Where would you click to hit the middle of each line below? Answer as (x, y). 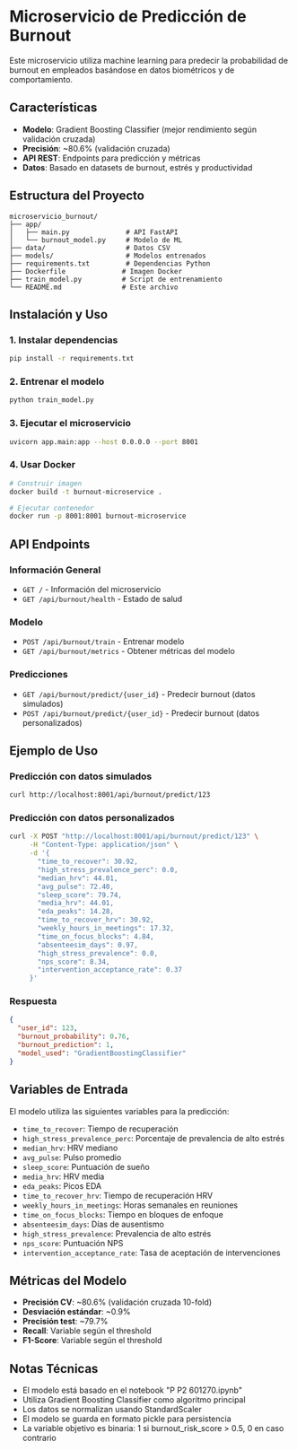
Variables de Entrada (69, 1090)
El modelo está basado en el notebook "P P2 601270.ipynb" (132, 1390)
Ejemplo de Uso (54, 751)
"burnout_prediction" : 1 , (66, 1045)
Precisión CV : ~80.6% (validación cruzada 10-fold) (117, 1302)
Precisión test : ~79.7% (65, 1322)
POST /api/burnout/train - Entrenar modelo (103, 642)
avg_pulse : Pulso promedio (72, 1157)
